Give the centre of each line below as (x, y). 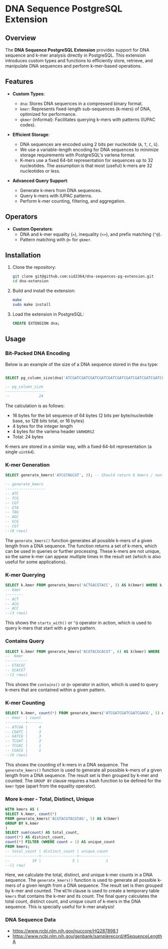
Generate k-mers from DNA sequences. (61, 190)
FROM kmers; (17, 847)
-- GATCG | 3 (23, 736)
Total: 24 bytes (28, 437)
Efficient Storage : (31, 134)
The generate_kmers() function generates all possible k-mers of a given (79, 540)
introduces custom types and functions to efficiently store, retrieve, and (79, 60)
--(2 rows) (16, 675)
